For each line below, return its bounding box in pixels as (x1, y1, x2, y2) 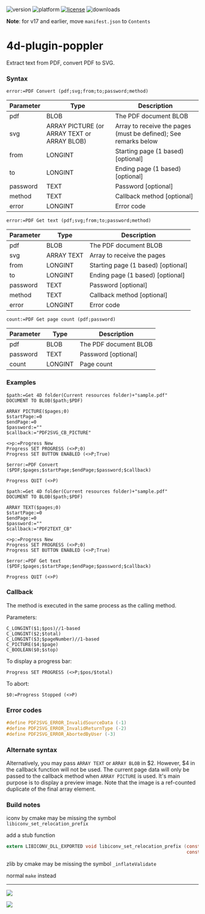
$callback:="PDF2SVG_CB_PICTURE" (6, 429, 92, 436)
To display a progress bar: (6, 657, 72, 665)
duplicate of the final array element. (6, 785, 96, 793)
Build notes (6, 800, 41, 809)
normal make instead (6, 872, 57, 879)
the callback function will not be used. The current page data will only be (6, 766, 190, 774)
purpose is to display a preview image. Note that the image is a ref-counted (6, 779, 196, 786)
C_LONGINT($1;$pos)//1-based (6, 625, 81, 631)
